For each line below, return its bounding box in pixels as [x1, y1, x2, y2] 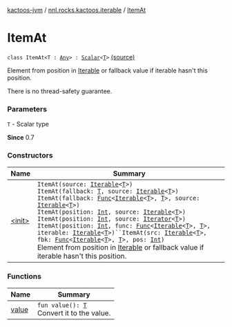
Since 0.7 [7, 133, 35, 142]
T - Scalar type [7, 120, 50, 129]
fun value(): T [37, 301, 88, 309]
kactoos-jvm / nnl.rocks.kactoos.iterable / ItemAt [7, 6, 146, 14]
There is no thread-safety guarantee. [7, 86, 113, 95]
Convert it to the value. [37, 308, 111, 317]
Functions [7, 272, 41, 281]
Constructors [7, 151, 53, 160]
